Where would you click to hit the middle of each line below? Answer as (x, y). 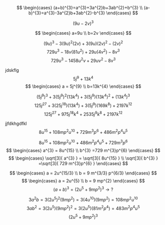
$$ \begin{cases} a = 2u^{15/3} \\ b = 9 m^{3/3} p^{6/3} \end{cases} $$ (83, 173)
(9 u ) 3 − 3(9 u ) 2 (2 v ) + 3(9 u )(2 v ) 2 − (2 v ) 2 (83, 43)
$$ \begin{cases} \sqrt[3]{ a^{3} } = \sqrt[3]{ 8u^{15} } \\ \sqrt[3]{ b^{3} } (83, 158)
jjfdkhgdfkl (16, 123)
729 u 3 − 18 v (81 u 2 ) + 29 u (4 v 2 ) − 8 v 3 (83, 51)
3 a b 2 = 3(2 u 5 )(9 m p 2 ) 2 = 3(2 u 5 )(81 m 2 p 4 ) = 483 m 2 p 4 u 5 (83, 208)
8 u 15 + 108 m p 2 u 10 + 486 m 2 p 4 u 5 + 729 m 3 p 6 (83, 142)
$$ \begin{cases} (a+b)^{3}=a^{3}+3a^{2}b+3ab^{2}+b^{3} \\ (80, 8)
